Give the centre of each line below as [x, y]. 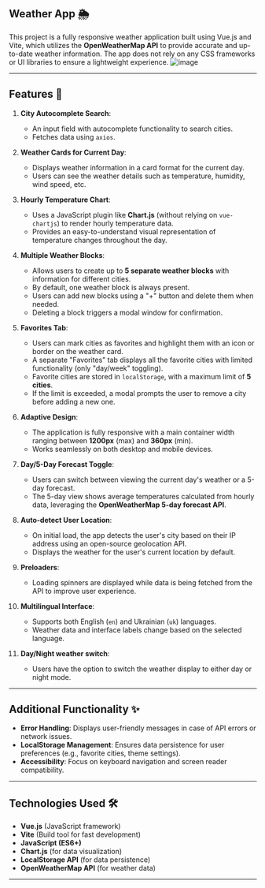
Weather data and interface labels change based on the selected [137, 629]
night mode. [52, 677]
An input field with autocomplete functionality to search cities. [132, 129]
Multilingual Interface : [57, 606]
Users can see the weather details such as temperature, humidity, [139, 176]
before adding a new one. [74, 401]
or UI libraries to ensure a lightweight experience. [89, 62]
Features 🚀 [36, 94]
